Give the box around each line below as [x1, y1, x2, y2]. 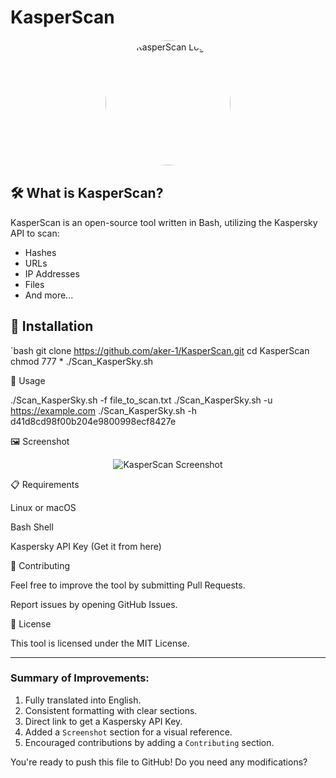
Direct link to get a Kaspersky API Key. [24, 715, 183, 727]
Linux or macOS [10, 501, 77, 513]
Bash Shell [10, 521, 54, 533]
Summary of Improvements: [10, 671, 150, 685]
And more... [24, 289, 74, 301]
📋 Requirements [10, 478, 80, 490]
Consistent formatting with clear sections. [24, 704, 198, 716]
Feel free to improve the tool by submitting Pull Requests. [10, 579, 246, 591]
